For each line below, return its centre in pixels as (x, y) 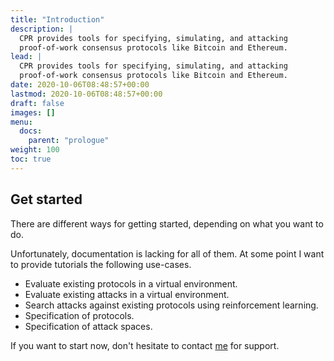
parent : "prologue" (69, 141)
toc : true (31, 159)
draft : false (37, 103)
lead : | (26, 57)
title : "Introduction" (57, 19)
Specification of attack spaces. (88, 326)
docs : (31, 131)
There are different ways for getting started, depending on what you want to (167, 223)
